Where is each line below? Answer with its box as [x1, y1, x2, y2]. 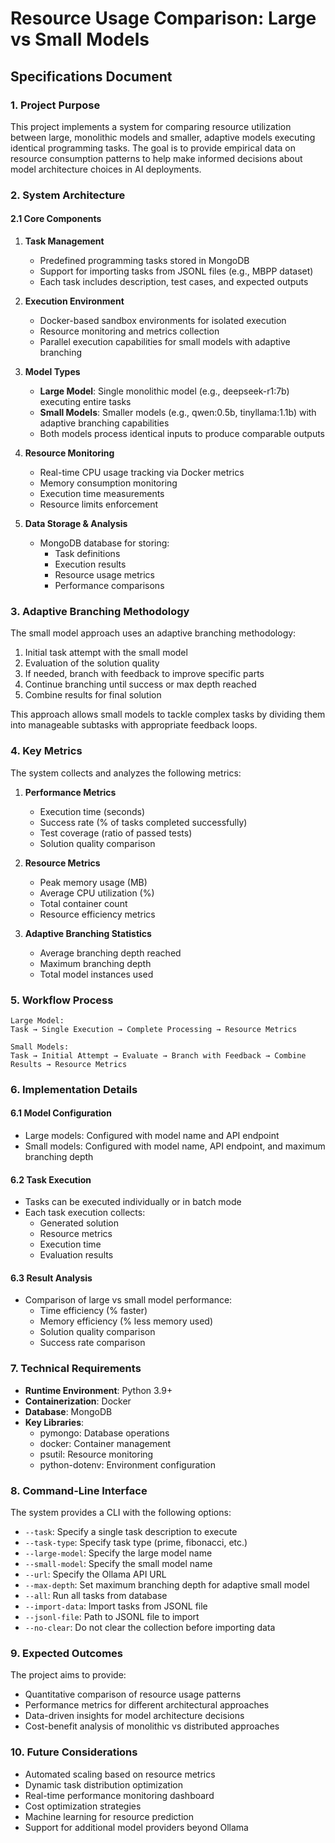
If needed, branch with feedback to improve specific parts [24, 668, 265, 680]
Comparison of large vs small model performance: [24, 1294, 233, 1306]
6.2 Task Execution [10, 1173, 92, 1186]
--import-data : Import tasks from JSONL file [24, 1600, 208, 1612]
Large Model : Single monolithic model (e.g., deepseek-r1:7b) [39, 385, 290, 397]
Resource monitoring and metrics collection [39, 325, 220, 337]
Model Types [24, 366, 81, 377]
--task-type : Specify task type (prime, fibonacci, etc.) [24, 1537, 248, 1549]
